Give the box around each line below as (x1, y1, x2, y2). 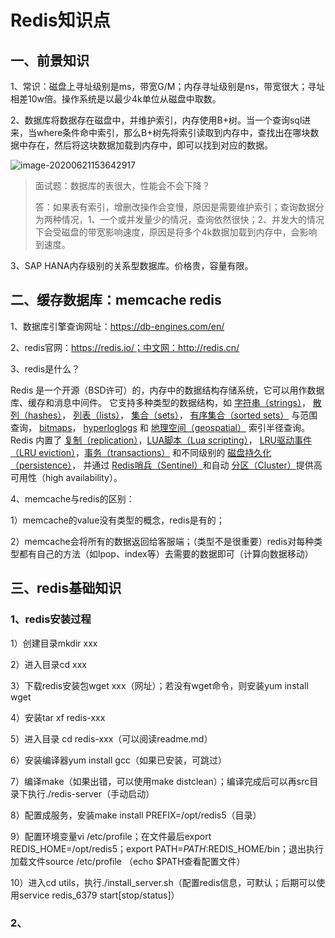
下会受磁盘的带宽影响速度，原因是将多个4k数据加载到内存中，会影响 (34, 226, 318, 238)
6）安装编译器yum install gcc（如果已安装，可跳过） (10, 754, 227, 766)
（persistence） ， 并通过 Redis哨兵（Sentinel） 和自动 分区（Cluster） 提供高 (10, 459, 323, 471)
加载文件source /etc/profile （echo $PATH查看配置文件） (10, 855, 246, 867)
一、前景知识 (10, 52, 90, 69)
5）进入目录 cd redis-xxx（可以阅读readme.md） (10, 732, 213, 745)
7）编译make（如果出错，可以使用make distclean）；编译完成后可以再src (10, 775, 310, 787)
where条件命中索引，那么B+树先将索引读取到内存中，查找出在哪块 (36, 127, 311, 138)
